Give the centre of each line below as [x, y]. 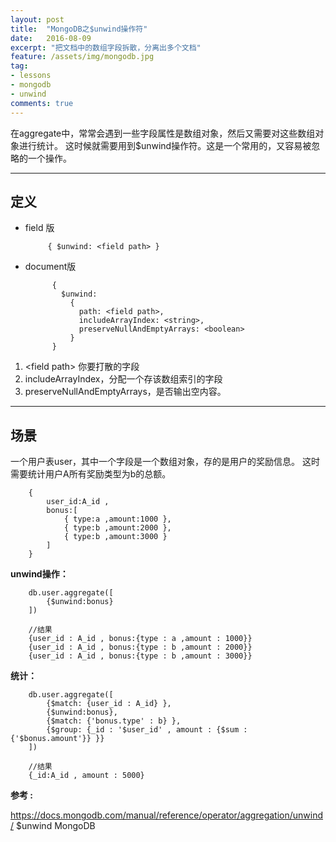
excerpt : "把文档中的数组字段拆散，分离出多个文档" [106, 47]
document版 [50, 267]
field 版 [39, 228]
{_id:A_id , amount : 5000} [86, 776]
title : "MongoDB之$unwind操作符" [79, 29]
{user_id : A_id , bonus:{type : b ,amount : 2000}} [140, 647]
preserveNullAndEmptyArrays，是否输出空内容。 [125, 392]
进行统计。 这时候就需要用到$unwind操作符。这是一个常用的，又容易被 [165, 145]
